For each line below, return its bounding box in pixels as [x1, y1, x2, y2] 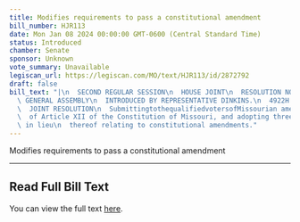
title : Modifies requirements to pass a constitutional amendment [9, 12, 262, 22]
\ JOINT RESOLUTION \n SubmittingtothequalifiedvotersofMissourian [17, 104, 278, 113]
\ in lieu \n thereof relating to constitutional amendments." [17, 121, 257, 130]
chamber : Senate [9, 46, 70, 55]
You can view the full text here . [9, 202, 123, 214]
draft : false [9, 79, 58, 88]
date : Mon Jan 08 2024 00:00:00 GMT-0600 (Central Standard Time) [9, 29, 262, 38]
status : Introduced [9, 37, 82, 47]
